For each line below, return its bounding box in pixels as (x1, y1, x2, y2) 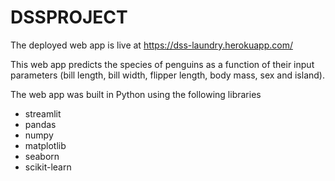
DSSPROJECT (10, 6, 128, 29)
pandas (24, 118, 57, 130)
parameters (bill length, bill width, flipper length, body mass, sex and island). (10, 69, 325, 81)
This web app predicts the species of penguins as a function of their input (10, 58, 315, 70)
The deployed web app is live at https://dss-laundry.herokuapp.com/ (10, 39, 293, 51)
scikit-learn (24, 161, 72, 173)
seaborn (24, 150, 60, 162)
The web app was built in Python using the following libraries (10, 88, 262, 100)
